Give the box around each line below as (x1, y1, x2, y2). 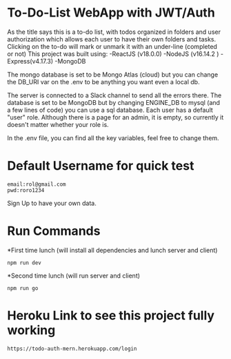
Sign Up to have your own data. (7, 199, 97, 207)
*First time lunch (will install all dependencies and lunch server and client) (7, 246, 218, 254)
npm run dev (7, 259, 41, 266)
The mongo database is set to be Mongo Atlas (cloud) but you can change (7, 70, 219, 79)
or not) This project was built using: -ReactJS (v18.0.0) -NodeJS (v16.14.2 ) (7, 50, 219, 58)
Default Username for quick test (7, 158, 194, 174)
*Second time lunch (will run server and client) (7, 271, 140, 280)
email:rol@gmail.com (7, 181, 67, 188)
